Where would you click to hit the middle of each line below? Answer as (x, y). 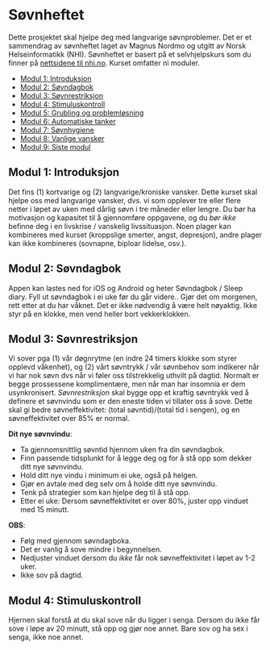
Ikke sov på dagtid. (52, 575)
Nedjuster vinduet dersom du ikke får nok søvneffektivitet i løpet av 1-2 (138, 558)
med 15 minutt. (45, 510)
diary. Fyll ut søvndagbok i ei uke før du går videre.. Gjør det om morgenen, (133, 297)
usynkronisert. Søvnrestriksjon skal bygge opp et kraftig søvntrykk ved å (129, 393)
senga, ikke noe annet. (46, 637)
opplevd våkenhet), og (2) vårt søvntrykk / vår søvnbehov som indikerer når (134, 367)
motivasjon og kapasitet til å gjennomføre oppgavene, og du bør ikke (122, 217)
